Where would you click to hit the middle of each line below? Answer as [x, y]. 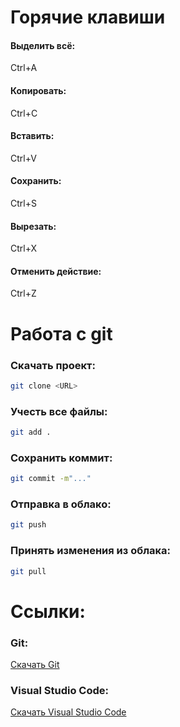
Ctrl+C [24, 113]
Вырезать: [33, 226]
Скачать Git [35, 664]
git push [28, 525]
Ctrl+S [23, 203]
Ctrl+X [24, 248]
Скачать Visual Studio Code [68, 712]
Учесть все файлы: [59, 411]
